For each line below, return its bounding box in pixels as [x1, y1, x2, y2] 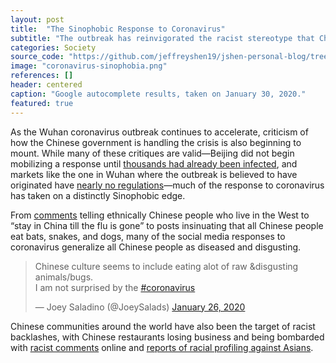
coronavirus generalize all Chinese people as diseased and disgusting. [10, 241, 302, 253]
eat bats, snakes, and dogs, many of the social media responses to [10, 230, 286, 242]
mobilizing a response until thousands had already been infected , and [10, 157, 298, 170]
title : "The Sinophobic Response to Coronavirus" [10, 24, 226, 34]
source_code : [10, 52, 65, 62]
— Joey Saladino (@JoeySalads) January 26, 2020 [34, 301, 246, 313]
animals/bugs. [34, 271, 94, 283]
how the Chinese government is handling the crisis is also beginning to [10, 136, 302, 148]
